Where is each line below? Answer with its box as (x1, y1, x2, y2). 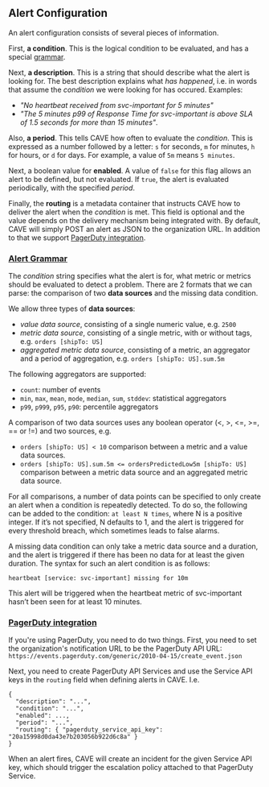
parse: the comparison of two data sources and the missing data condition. (8, 288, 259, 298)
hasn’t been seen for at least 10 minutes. (8, 597, 142, 607)
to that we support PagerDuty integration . (8, 233, 146, 242)
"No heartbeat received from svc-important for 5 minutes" (19, 100, 214, 110)
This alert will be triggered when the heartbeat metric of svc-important (8, 588, 243, 599)
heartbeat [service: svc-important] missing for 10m (8, 574, 189, 582)
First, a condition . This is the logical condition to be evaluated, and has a (8, 43, 249, 53)
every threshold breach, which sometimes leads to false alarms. (8, 526, 220, 536)
